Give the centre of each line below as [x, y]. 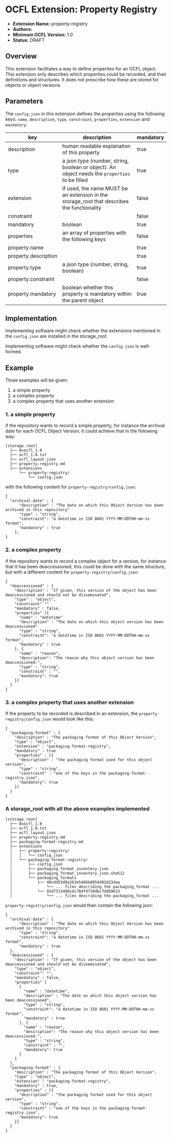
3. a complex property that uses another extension [70, 702]
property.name [26, 247]
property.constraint [31, 279]
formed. [14, 352]
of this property [81, 152]
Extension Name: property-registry [50, 24]
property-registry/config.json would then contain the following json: [79, 906]
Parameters [24, 101]
